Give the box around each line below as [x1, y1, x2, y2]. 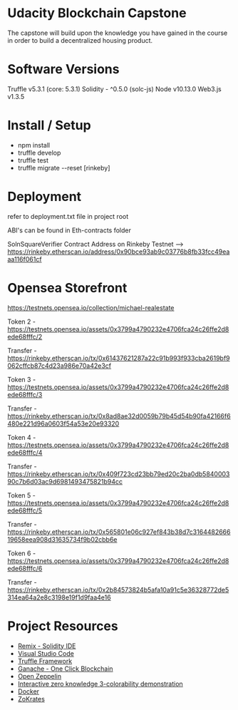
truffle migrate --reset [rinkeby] [17, 163, 110, 172]
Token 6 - [7, 549, 36, 557]
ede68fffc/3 [7, 390, 43, 398]
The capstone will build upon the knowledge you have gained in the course [7, 29, 228, 37]
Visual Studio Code [17, 649, 75, 657]
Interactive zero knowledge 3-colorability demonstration [17, 679, 183, 688]
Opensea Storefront [7, 279, 128, 296]
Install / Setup [7, 118, 91, 133]
